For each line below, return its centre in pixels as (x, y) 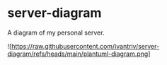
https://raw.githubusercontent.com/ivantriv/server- (86, 46)
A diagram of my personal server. (56, 32)
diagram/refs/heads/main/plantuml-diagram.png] (79, 54)
